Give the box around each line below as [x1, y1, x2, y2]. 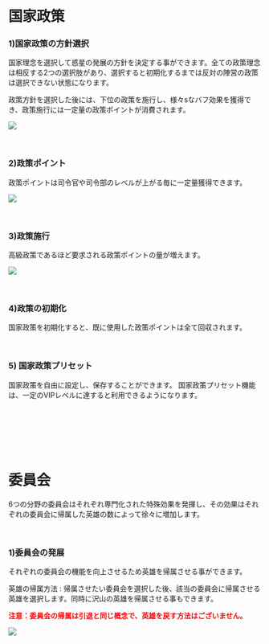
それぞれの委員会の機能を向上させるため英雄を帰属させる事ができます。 [8, 566, 247, 576]
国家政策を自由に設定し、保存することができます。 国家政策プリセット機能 [8, 379, 256, 390]
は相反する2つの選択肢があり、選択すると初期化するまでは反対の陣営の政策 [8, 68, 259, 77]
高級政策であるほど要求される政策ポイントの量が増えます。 [8, 250, 205, 260]
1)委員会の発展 [8, 547, 65, 558]
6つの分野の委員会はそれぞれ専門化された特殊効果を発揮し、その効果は [8, 499, 245, 509]
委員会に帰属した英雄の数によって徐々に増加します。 [29, 509, 205, 519]
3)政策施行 [8, 230, 51, 241]
